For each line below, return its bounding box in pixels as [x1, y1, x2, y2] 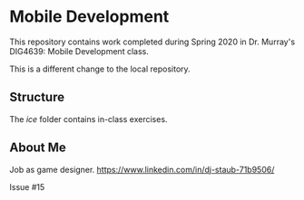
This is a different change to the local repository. [9, 63, 191, 74]
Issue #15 [9, 181, 45, 192]
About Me [9, 140, 66, 156]
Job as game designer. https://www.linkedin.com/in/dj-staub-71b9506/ [9, 164, 275, 175]
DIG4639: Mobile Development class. [9, 45, 150, 56]
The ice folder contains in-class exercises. [9, 113, 168, 124]
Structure [9, 90, 65, 105]
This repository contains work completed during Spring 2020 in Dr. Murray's [9, 36, 296, 47]
